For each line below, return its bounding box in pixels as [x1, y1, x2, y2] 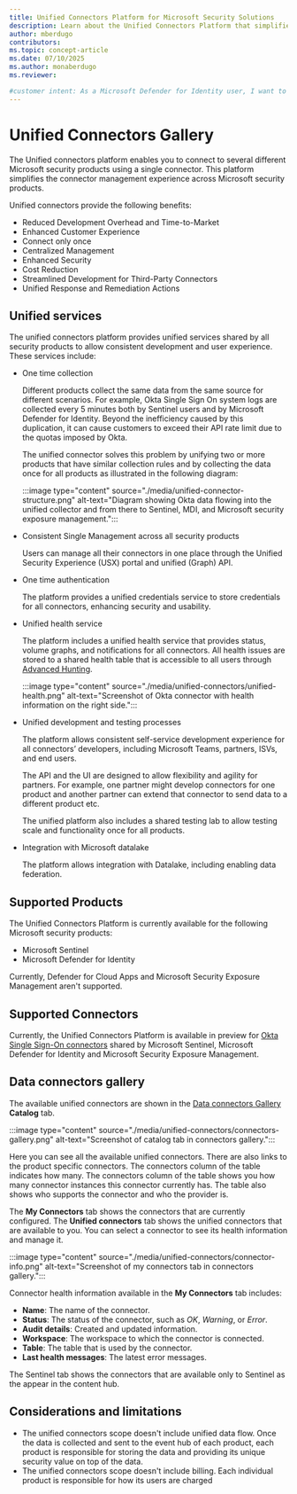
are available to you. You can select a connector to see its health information [9, 1224, 288, 1235]
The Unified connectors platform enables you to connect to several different [9, 154, 286, 165]
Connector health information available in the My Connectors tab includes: [9, 1287, 283, 1298]
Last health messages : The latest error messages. [21, 1351, 208, 1362]
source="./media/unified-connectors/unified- [111, 681, 277, 692]
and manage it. [9, 1234, 64, 1245]
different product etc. [21, 799, 100, 810]
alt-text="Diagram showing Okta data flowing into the [77, 495, 272, 505]
